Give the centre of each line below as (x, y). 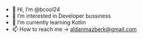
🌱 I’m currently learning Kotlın (49, 22)
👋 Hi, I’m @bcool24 (36, 9)
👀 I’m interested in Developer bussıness (61, 16)
